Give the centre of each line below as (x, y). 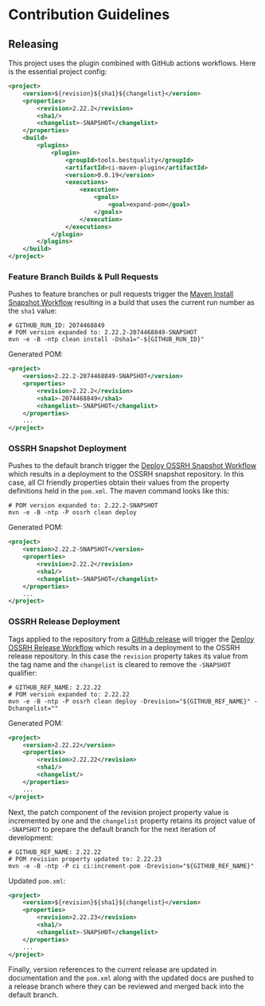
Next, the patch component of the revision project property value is (119, 812)
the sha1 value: (33, 311)
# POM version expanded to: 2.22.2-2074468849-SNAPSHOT (103, 333)
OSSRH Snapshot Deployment (68, 449)
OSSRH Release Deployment (64, 622)
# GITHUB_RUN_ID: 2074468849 (57, 326)
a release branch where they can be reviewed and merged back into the (126, 987)
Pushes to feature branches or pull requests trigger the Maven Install (121, 294)
